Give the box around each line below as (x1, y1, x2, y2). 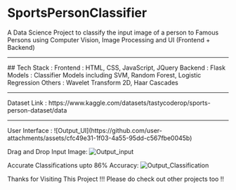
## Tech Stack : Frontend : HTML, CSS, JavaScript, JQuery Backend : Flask (7, 63, 226, 72)
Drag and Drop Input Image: (7, 147, 88, 156)
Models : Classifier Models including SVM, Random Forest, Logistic (7, 70, 202, 79)
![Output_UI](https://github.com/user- (53, 126, 163, 134)
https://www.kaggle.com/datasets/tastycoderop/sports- (48, 99, 211, 107)
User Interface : (7, 126, 53, 134)
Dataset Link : (7, 99, 47, 107)
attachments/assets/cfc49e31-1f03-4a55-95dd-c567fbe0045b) (7, 134, 192, 142)
